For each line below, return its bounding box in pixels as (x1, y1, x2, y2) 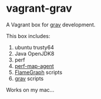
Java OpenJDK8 (14, 50, 55, 57)
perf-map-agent (14, 62, 54, 69)
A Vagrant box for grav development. (6, 21, 96, 28)
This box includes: (6, 32, 51, 39)
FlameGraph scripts (14, 69, 63, 76)
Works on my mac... (6, 86, 55, 93)
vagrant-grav (6, 2, 72, 15)
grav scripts (14, 75, 44, 82)
